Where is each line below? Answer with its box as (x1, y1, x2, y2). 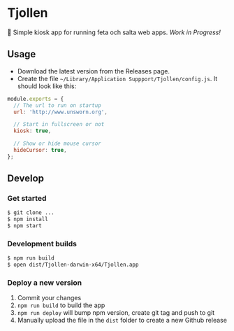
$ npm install (7, 216, 49, 223)
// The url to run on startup (13, 101, 101, 109)
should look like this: (17, 82, 77, 90)
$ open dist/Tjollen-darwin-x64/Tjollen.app (7, 261, 139, 269)
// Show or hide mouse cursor (13, 140, 101, 148)
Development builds (7, 239, 77, 248)
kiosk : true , (13, 127, 52, 134)
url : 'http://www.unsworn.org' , (13, 108, 108, 115)
